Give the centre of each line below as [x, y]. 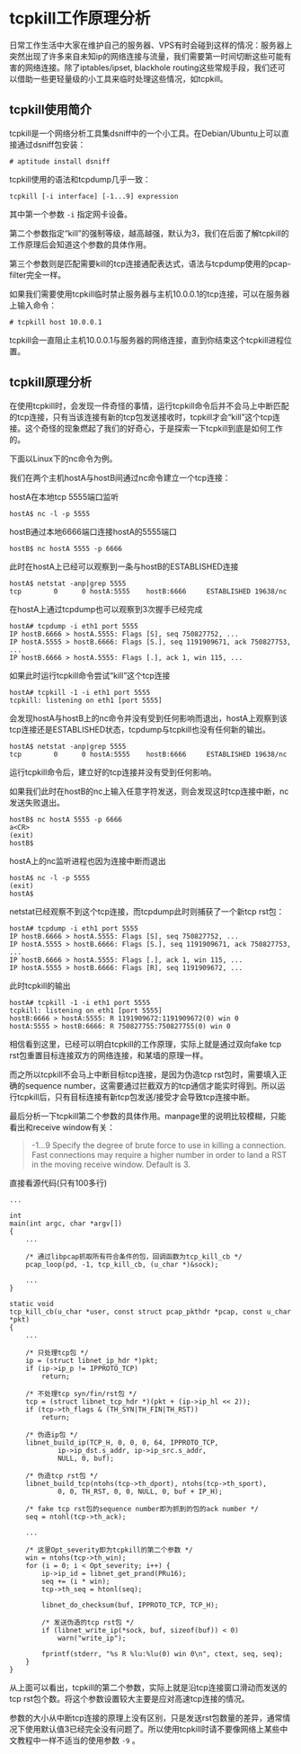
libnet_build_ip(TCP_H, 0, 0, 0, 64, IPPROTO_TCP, [122, 1442]
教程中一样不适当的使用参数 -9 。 [79, 1740]
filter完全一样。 [38, 274]
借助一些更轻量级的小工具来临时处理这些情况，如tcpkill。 [122, 78]
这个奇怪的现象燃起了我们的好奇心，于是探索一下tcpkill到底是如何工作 [154, 428]
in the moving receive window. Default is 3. [111, 1164]
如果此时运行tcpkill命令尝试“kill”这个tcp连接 [90, 675]
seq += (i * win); [76, 1581]
